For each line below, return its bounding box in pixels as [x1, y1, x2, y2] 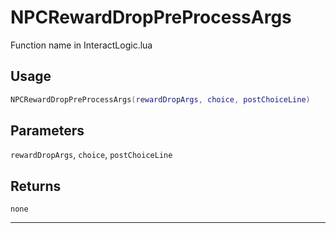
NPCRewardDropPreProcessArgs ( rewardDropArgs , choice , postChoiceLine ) [10, 94, 311, 105]
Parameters [10, 122, 85, 140]
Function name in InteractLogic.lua [10, 39, 153, 51]
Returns [10, 177, 62, 195]
